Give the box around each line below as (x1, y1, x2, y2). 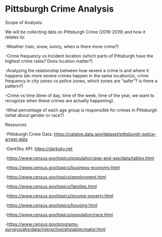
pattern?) (5, 83, 23, 89)
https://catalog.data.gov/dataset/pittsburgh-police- (53, 131, 157, 137)
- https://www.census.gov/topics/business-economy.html (5, 164, 120, 170)
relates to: (5, 34, 25, 40)
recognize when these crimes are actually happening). (5, 97, 115, 103)
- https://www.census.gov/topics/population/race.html (5, 212, 113, 218)
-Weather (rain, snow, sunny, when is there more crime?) (5, 43, 119, 49)
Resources (5, 122, 27, 128)
